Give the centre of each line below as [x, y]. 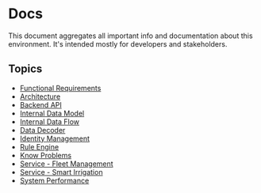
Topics [25, 69]
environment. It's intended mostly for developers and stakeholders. [118, 44]
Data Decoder [42, 130]
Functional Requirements [60, 88]
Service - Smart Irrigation [61, 172]
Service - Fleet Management [66, 164]
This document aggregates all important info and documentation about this [130, 36]
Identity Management [54, 138]
